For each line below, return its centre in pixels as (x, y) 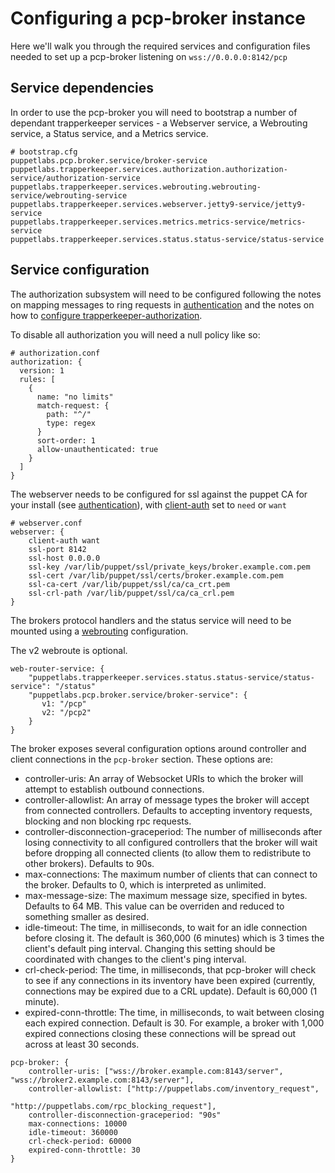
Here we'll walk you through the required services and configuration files (160, 46)
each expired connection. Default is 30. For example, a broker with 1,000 (174, 1023)
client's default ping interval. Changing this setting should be (150, 948)
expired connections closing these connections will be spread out (160, 1033)
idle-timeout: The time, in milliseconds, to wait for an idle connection (166, 927)
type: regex (71, 423)
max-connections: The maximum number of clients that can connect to (171, 874)
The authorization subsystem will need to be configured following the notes (166, 294)
